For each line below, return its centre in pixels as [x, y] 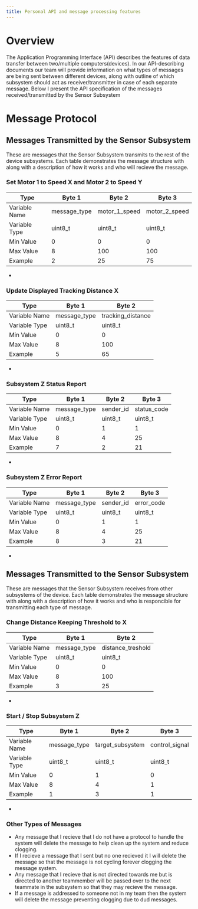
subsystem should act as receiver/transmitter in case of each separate [92, 82]
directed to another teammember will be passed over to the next [93, 881]
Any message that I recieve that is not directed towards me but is [93, 875]
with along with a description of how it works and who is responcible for [94, 601]
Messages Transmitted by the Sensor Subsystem [98, 140]
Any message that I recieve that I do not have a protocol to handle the [99, 837]
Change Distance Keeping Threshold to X [67, 622]
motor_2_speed [168, 211]
